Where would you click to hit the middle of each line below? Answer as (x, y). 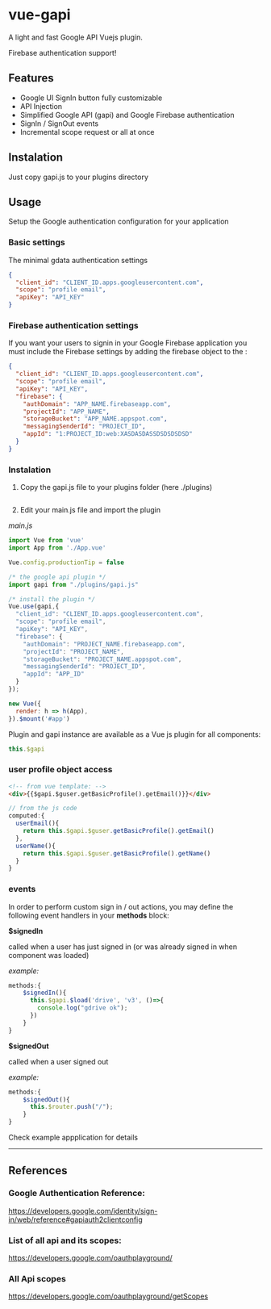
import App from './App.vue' (57, 548)
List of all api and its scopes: (65, 1240)
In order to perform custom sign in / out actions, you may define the (121, 906)
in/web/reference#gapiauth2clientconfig (75, 1219)
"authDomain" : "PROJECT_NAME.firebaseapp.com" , (104, 644)
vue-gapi (40, 15)
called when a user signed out (58, 1061)
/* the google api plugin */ (57, 577)
